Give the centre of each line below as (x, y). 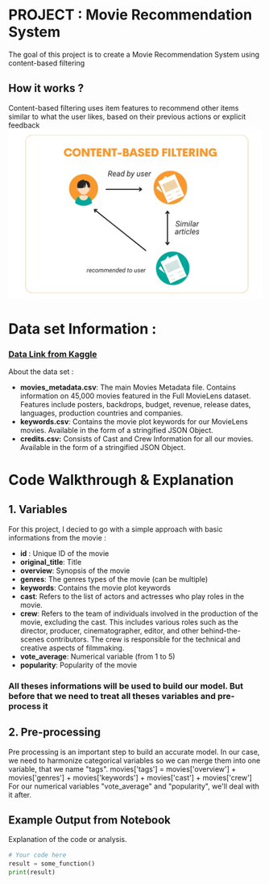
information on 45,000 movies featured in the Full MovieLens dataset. (135, 396)
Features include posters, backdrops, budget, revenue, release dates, (135, 404)
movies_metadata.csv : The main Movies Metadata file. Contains (128, 387)
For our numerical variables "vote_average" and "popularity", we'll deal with (134, 786)
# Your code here (37, 855)
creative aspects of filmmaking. (72, 647)
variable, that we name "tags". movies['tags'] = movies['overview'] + (122, 768)
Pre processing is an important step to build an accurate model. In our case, (134, 751)
